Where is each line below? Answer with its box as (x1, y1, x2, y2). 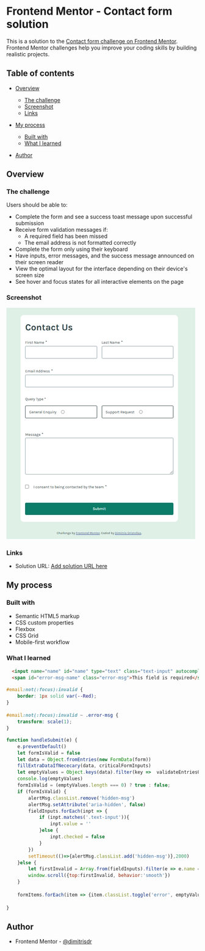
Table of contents (6, 68, 74, 79)
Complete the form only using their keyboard (15, 246, 128, 253)
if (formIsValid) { (17, 788, 67, 794)
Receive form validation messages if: (15, 226, 109, 234)
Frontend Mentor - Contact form (6, 4, 173, 18)
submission (15, 220, 45, 227)
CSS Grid (15, 632, 38, 639)
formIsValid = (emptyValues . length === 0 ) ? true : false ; (17, 782, 171, 788)
